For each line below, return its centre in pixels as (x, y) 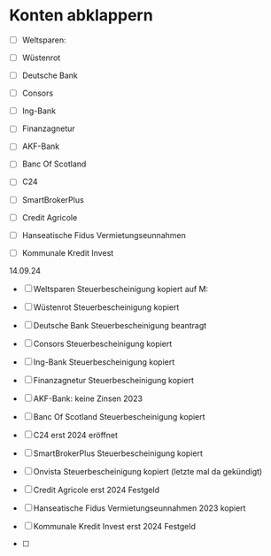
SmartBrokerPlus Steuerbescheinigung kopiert (118, 453)
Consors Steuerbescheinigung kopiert (103, 344)
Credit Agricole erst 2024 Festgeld (97, 490)
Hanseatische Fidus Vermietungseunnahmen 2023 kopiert (139, 508)
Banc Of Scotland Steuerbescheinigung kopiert (119, 416)
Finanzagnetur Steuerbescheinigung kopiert (114, 380)
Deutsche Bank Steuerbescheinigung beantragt (120, 325)
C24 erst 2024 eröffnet (75, 435)
